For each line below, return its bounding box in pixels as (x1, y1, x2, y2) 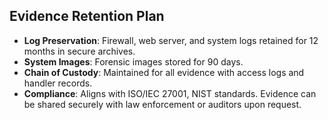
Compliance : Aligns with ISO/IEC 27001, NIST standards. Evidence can (23, 87, 317, 99)
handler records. (23, 77, 93, 89)
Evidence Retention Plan (9, 8, 165, 25)
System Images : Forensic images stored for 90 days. (23, 55, 244, 68)
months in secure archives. (23, 45, 136, 57)
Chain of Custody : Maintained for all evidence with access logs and (23, 66, 305, 78)
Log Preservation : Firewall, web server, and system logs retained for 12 (23, 34, 319, 46)
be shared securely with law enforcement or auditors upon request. (23, 98, 302, 110)
